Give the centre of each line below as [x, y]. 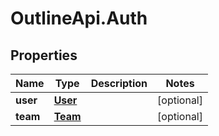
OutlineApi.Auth [79, 18]
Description [119, 83]
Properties [44, 55]
